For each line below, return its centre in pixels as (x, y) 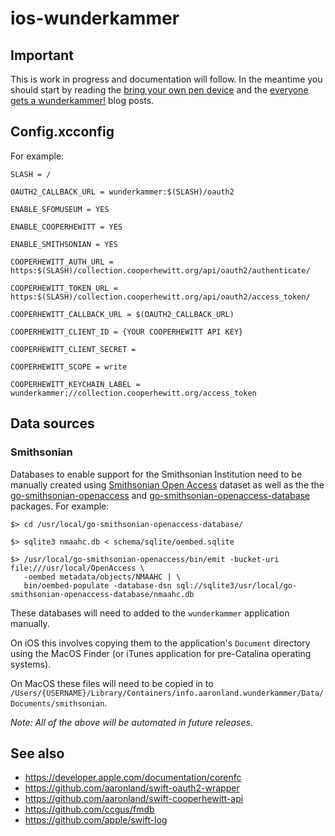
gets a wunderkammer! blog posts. (82, 100)
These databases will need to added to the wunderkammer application (150, 613)
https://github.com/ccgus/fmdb (89, 809)
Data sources (52, 423)
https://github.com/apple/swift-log (96, 820)
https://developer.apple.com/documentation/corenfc (133, 778)
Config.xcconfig (62, 132)
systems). (31, 664)
